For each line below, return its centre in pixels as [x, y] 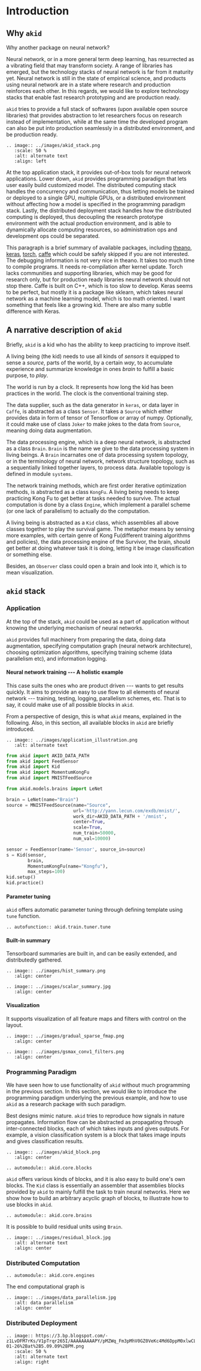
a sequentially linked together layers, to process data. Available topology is [98, 467]
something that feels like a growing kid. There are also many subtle [89, 305]
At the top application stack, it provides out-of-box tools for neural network [99, 172]
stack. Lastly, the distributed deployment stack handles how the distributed [99, 210]
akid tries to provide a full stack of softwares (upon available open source [97, 109]
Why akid [24, 33]
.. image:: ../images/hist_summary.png [56, 971]
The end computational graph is [45, 1286]
